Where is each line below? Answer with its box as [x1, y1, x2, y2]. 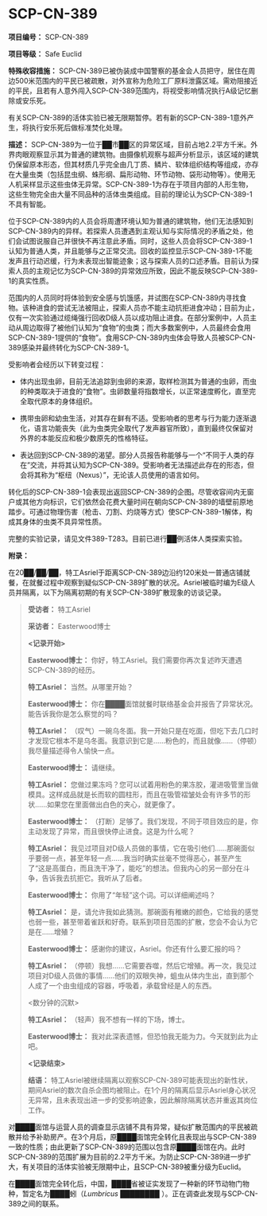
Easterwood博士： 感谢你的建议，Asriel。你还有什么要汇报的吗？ [27, 944, 242, 953]
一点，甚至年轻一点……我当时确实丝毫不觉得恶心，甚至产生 [48, 853, 242, 862]
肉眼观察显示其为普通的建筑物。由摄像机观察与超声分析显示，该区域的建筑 [14, 149, 259, 159]
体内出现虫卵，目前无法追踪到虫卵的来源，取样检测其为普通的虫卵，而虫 [19, 376, 257, 386]
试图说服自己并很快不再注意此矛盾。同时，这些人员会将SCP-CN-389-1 [21, 236, 253, 245]
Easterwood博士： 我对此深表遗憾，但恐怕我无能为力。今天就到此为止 [27, 1031, 259, 1041]
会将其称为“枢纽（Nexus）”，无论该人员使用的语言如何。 [19, 470, 204, 479]
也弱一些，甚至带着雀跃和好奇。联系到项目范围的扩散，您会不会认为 [27, 917, 251, 926]
